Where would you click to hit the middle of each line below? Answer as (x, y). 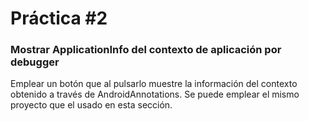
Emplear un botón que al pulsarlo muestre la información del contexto (154, 84)
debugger (35, 62)
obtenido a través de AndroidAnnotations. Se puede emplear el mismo (155, 94)
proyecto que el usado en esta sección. (91, 105)
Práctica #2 (59, 18)
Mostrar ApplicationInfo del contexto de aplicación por (146, 50)
